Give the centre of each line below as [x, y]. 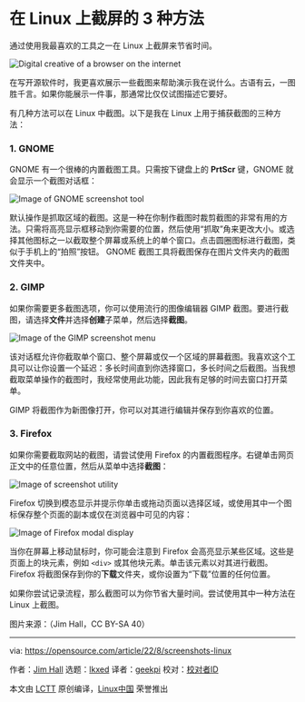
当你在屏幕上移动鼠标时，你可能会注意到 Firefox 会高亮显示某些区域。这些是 [152, 551]
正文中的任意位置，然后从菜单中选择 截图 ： [89, 466]
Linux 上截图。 [37, 604]
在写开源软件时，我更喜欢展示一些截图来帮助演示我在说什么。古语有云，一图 [152, 82]
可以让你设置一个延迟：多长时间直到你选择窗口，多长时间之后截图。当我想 [156, 368]
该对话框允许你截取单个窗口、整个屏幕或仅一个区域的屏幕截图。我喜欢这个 [148, 356]
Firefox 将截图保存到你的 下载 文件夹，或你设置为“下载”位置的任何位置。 [142, 574]
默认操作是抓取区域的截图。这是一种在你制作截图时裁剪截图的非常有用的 [144, 218]
